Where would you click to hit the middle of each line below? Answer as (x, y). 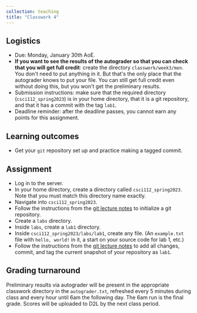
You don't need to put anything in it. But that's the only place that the (98, 74)
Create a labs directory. (43, 220)
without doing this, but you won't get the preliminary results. (87, 87)
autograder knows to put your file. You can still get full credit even (94, 80)
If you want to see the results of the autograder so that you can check (101, 61)
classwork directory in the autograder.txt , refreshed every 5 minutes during (98, 291)
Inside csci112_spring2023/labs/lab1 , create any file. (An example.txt (99, 233)
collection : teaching (33, 11)
